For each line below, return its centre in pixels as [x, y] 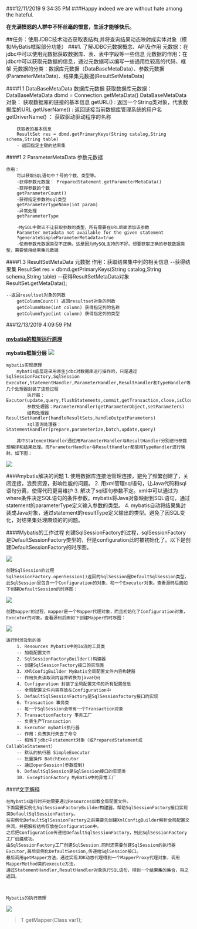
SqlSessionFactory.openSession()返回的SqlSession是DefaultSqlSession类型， [98, 577]
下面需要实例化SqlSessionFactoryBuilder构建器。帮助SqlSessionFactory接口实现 [97, 808]
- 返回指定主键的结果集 [41, 146]
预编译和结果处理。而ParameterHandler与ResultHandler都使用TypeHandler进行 [94, 447]
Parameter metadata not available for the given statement [90, 233]
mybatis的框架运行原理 [34, 339]
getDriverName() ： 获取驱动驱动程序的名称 [59, 117]
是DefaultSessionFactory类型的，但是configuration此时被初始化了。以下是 [96, 540]
